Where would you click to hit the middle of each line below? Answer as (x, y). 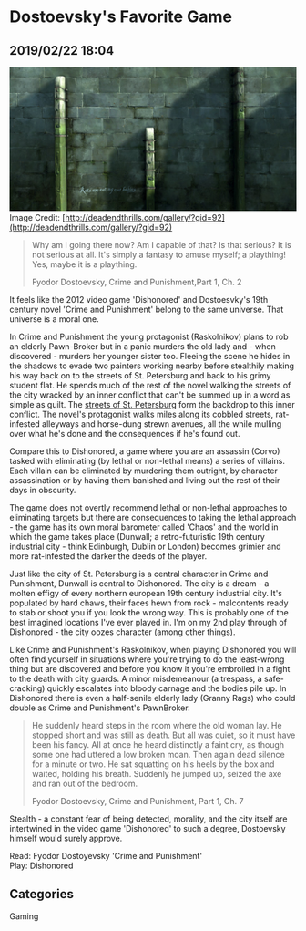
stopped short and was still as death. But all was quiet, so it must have (163, 735)
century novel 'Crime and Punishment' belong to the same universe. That (147, 309)
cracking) (27, 688)
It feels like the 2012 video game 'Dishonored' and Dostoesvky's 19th (139, 300)
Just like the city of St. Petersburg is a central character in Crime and (139, 574)
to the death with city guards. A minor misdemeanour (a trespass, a (136, 678)
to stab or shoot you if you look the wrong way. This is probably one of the (149, 612)
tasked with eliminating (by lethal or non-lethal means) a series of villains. (147, 461)
